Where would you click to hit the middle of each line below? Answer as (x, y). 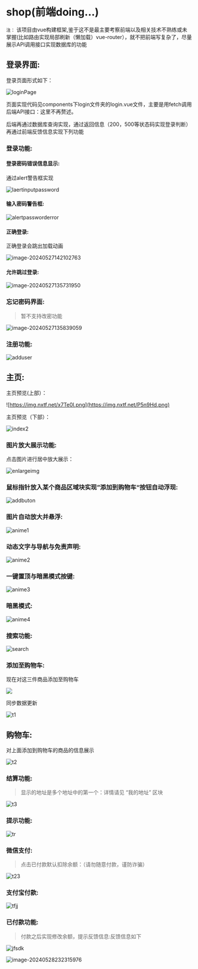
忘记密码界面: (25, 302)
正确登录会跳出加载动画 (35, 246)
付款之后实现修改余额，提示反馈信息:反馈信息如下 (81, 936)
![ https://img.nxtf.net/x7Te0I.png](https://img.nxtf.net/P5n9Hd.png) (88, 404)
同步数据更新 (22, 703)
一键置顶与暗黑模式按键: (40, 576)
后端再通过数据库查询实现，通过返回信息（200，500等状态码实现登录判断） (99, 124)
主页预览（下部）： (28, 417)
